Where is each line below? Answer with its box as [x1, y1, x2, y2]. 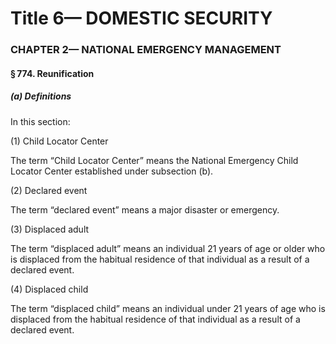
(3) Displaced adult [10, 223, 90, 235]
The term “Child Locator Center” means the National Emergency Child [10, 154, 299, 166]
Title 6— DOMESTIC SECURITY [10, 7, 273, 30]
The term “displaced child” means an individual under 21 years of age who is [10, 302, 326, 314]
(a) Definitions [10, 90, 72, 102]
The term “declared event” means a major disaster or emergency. [10, 203, 280, 216]
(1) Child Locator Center [10, 135, 109, 147]
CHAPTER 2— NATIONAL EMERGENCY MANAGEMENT [10, 43, 282, 57]
